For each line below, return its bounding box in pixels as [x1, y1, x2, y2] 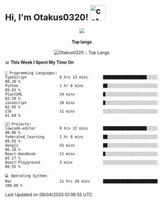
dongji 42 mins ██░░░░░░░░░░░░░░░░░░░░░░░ [5, 143, 158, 148]
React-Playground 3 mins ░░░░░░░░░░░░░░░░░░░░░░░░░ [5, 160, 158, 165]
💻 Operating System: [5, 173, 49, 179]
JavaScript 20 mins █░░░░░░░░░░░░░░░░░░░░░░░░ [5, 100, 158, 106]
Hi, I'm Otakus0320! [5, 12, 89, 23]
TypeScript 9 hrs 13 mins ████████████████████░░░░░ [5, 75, 158, 80]
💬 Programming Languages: [5, 71, 57, 75]
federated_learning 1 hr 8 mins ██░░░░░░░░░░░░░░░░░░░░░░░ [5, 134, 158, 140]
